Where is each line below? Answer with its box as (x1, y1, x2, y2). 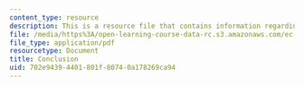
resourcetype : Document (9, 47, 100, 56)
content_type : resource (9, 13, 100, 22)
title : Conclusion (9, 55, 79, 64)
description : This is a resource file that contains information (9, 21, 261, 30)
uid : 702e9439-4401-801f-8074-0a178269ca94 (9, 64, 176, 73)
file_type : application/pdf (9, 38, 116, 47)
